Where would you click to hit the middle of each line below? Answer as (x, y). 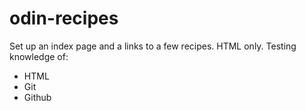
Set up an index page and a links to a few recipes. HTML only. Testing (153, 46)
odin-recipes (64, 18)
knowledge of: (39, 56)
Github (37, 97)
